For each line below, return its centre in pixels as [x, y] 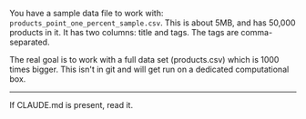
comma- [257, 32]
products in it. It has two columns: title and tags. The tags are [124, 32]
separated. [30, 42]
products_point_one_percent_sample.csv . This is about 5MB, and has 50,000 [153, 23]
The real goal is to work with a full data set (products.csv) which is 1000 [144, 59]
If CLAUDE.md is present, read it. [71, 105]
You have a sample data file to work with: [87, 13]
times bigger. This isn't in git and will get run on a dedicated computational [149, 69]
